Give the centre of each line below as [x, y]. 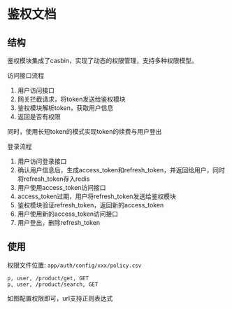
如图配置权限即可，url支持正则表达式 [60, 298]
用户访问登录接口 [42, 161]
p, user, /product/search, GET [53, 284]
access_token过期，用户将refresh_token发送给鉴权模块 [96, 196]
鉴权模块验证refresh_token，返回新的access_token [90, 205]
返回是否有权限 [39, 117]
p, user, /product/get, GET [48, 278]
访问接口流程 [26, 75]
